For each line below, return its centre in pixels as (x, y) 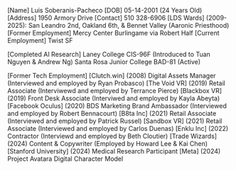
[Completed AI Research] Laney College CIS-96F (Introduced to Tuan (109, 54)
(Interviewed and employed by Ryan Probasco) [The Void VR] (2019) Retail (116, 83)
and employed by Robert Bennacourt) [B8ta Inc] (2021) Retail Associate (112, 113)
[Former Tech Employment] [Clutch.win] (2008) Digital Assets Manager (112, 75)
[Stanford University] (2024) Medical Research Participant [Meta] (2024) (114, 151)
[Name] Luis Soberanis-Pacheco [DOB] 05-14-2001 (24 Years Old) (105, 10)
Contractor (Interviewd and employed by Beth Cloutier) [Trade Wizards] (112, 136)
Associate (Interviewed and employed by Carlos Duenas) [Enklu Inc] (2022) (118, 128)
